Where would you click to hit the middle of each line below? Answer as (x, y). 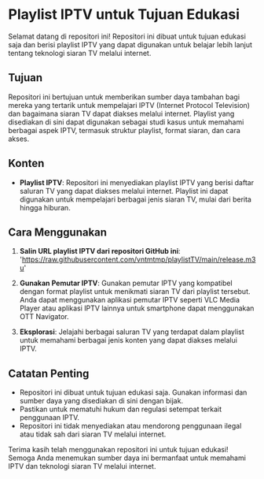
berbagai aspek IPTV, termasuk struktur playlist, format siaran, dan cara (125, 130)
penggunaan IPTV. (49, 418)
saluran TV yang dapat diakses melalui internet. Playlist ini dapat (124, 191)
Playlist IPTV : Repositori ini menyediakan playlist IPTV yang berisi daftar (136, 182)
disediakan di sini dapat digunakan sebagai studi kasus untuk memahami (126, 122)
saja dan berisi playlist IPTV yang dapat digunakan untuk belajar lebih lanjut (130, 44)
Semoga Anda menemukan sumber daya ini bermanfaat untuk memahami (127, 458)
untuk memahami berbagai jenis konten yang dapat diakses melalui (128, 340)
